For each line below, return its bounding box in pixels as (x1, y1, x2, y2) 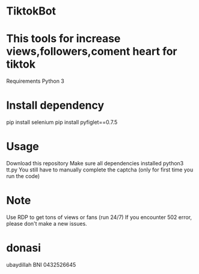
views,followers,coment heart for (6, 45, 177, 59)
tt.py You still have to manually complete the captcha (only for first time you (6, 166, 194, 173)
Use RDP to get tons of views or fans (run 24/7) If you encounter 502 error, (6, 213, 192, 221)
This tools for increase (6, 32, 121, 46)
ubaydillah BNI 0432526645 (6, 261, 76, 268)
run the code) (6, 173, 40, 179)
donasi (6, 241, 41, 255)
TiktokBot (6, 4, 56, 18)
